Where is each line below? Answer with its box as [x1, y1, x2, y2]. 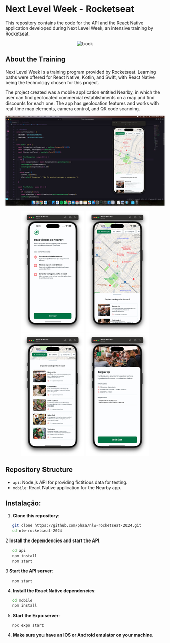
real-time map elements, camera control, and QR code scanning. [5, 105, 140, 112]
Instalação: [5, 499, 41, 507]
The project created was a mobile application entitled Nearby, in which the [5, 89, 160, 95]
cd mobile [12, 598, 33, 603]
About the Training [5, 55, 66, 64]
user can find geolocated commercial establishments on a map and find [5, 94, 155, 100]
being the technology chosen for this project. [5, 79, 100, 85]
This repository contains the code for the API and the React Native [5, 20, 144, 26]
